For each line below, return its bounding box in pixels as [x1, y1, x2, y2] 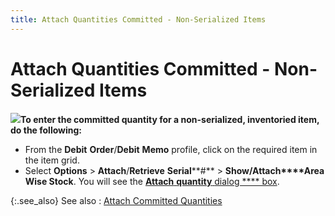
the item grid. [24, 154, 80, 166]
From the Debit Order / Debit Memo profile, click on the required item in [24, 143, 318, 155]
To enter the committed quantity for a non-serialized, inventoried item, [20, 113, 320, 125]
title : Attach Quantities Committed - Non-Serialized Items [10, 14, 267, 25]
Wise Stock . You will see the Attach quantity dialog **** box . [24, 175, 280, 187]
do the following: [10, 124, 83, 136]
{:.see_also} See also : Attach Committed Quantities [10, 194, 223, 206]
